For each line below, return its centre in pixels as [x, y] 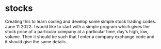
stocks [19, 8]
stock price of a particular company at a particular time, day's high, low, [77, 31]
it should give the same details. [36, 41]
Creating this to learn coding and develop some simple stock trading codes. [81, 21]
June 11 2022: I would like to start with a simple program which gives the [77, 26]
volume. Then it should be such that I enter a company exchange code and [80, 37]
